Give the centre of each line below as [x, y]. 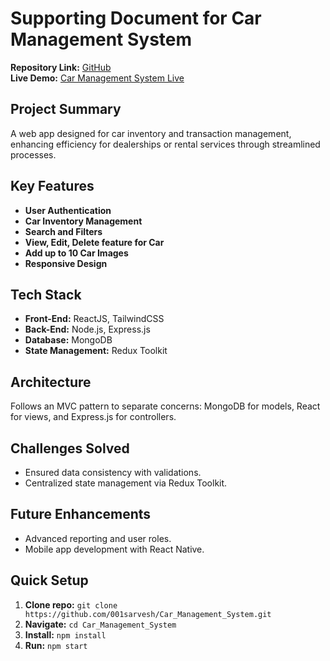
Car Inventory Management [83, 221]
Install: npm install [65, 634]
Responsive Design [66, 263]
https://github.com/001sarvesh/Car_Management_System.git [148, 614]
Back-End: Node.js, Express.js [87, 329]
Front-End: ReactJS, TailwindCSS [94, 319]
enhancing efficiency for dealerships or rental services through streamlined [165, 144]
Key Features [52, 186]
